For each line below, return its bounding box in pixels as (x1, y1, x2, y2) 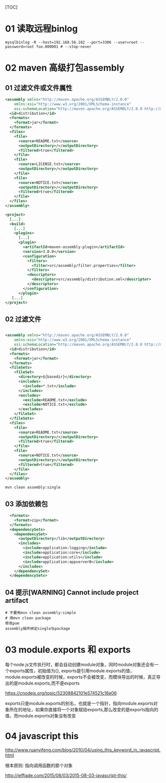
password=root (5, 44, 35, 49)
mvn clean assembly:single (5, 485, 61, 490)
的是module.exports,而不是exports (9, 680, 80, 686)
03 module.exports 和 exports (5, 644, 131, 655)
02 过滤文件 (5, 315, 41, 323)
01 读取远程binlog (5, 23, 78, 34)
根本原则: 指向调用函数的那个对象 (5, 763, 73, 768)
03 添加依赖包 (5, 499, 48, 508)
